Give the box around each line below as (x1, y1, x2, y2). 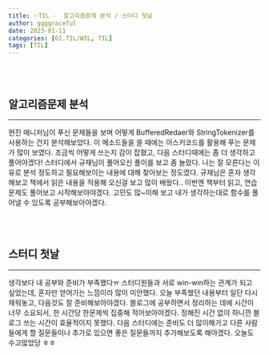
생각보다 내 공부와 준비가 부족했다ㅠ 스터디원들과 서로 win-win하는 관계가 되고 (8, 277, 253, 287)
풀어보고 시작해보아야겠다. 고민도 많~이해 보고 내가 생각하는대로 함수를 (29, 188, 251, 197)
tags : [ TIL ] (8, 42, 48, 50)
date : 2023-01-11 (8, 26, 66, 34)
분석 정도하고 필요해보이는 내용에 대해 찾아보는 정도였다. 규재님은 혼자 (22, 167, 242, 177)
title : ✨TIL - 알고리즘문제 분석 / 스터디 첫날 (8, 11, 154, 20)
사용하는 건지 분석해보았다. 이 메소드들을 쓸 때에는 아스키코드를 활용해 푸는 (8, 137, 242, 147)
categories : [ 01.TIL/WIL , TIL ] (8, 34, 113, 42)
